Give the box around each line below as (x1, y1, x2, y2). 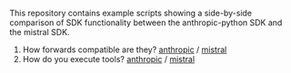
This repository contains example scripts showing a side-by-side (9, 8, 253, 18)
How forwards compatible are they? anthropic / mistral (22, 44, 227, 55)
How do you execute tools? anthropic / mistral (22, 54, 196, 64)
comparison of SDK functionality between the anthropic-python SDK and (9, 17, 283, 28)
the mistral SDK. (9, 27, 70, 37)
